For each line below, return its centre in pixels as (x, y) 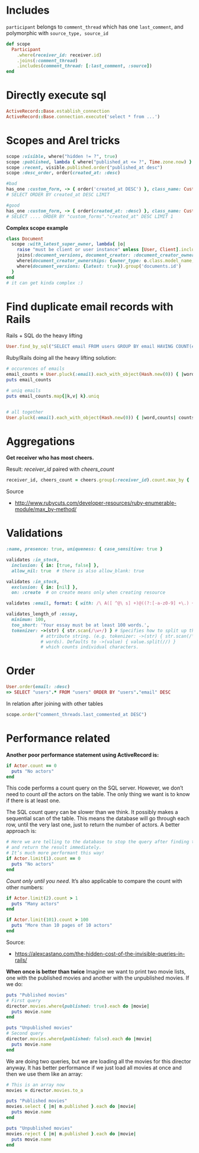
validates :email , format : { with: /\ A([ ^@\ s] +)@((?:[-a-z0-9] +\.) (98, 603)
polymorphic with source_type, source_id (57, 33)
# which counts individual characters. (90, 647)
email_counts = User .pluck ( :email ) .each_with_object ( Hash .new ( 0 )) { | (95, 375)
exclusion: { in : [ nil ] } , (45, 587)
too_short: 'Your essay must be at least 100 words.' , (81, 625)
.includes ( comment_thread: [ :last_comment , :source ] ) (84, 66)
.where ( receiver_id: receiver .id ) (59, 55)
